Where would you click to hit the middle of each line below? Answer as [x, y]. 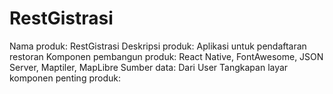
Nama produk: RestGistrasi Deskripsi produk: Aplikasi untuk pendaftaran [158, 46]
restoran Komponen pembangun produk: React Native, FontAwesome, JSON [166, 56]
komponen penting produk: [65, 78]
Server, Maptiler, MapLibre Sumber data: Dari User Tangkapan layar [149, 67]
